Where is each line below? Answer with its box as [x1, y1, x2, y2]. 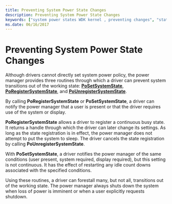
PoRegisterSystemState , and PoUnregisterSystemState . [5, 88, 127, 95]
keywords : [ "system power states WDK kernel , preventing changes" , [5, 17, 155, 22]
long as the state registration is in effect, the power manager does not [5, 130, 153, 136]
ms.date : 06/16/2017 [5, 22, 50, 27]
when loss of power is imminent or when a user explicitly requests [5, 188, 145, 194]
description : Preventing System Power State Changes [5, 12, 120, 17]
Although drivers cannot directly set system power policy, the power [5, 72, 149, 78]
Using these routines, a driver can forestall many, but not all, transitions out [5, 177, 164, 183]
